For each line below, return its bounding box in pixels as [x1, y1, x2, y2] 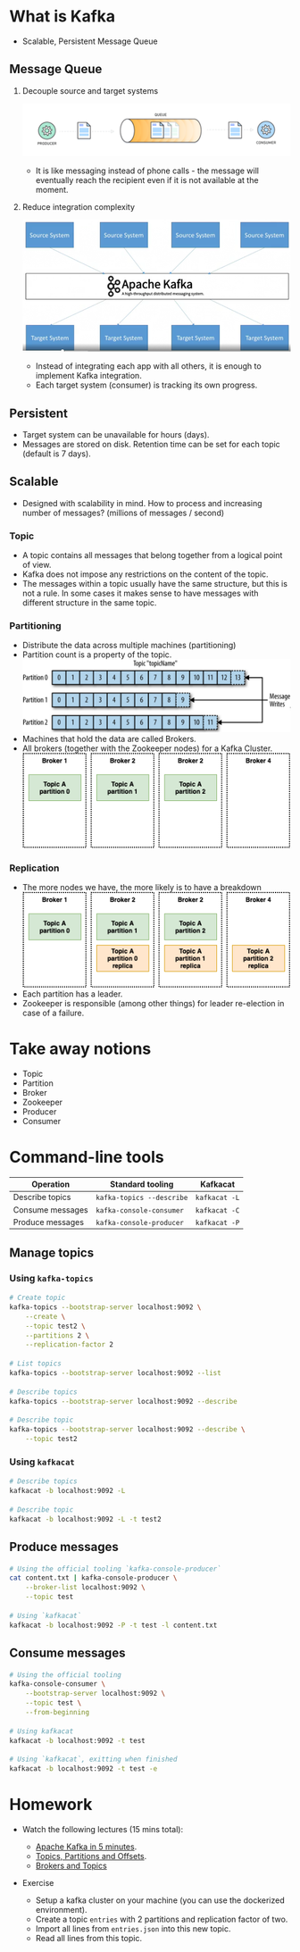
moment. [35, 185, 69, 196]
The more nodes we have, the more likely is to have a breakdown [21, 882, 262, 893]
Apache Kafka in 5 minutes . [35, 1841, 137, 1852]
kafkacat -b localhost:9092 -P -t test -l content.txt [9, 1621, 218, 1630]
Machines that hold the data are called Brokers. [21, 733, 196, 744]
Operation [31, 1179, 70, 1189]
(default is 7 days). [21, 448, 91, 459]
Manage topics [9, 1245, 95, 1260]
